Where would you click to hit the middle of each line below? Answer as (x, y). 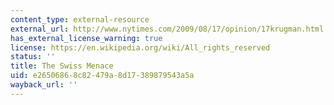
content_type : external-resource (80, 19)
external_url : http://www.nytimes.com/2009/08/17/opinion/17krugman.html (167, 29)
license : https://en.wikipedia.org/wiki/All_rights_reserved (140, 47)
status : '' (33, 57)
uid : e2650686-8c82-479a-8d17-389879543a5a (102, 76)
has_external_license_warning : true (86, 38)
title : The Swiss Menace (62, 66)
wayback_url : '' (44, 85)
